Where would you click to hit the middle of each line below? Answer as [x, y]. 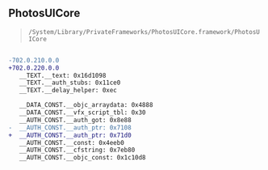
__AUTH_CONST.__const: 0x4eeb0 [72, 142]
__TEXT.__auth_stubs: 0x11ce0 [70, 83]
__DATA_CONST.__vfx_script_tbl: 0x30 [83, 113]
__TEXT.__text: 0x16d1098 [63, 75]
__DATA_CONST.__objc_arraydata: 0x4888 [86, 105]
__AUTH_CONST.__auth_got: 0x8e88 [75, 120]
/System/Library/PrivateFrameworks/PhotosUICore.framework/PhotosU [144, 32]
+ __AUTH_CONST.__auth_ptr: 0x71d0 [70, 135]
